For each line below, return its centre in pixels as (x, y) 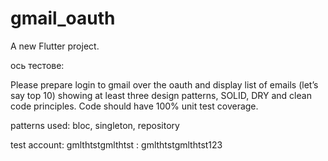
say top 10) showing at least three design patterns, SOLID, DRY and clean (161, 95)
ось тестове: (37, 65)
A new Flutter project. (55, 46)
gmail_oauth (63, 18)
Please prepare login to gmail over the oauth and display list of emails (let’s (164, 84)
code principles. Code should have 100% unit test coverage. (134, 106)
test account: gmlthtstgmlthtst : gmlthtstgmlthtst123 (116, 144)
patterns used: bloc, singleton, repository (95, 125)
